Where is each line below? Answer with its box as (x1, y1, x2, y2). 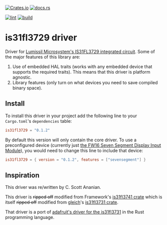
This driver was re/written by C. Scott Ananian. (5, 184, 101, 190)
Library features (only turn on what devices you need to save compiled (12, 79, 158, 85)
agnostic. (12, 74, 32, 80)
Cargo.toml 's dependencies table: (5, 118, 72, 124)
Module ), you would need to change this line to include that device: (5, 147, 143, 153)
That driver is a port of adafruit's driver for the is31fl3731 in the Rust (5, 209, 145, 215)
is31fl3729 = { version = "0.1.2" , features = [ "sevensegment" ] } (5, 157, 146, 162)
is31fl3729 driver (5, 32, 77, 44)
